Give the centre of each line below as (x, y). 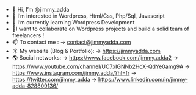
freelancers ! (28, 35)
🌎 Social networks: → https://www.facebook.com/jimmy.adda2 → (95, 58)
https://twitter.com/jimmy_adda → (54, 79)
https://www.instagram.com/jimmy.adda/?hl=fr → (74, 73)
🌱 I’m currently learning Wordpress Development (73, 22)
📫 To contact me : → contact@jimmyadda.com (71, 42)
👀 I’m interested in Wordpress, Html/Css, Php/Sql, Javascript (88, 16)
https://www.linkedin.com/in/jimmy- (143, 79)
